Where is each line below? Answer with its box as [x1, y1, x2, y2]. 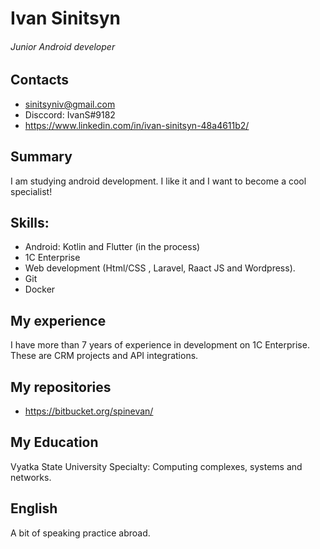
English [10, 500, 58, 517]
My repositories [10, 378, 112, 396]
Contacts [10, 72, 70, 89]
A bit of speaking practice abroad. [10, 527, 151, 539]
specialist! [10, 185, 53, 197]
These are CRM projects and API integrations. [10, 350, 199, 362]
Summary [10, 148, 73, 166]
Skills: [10, 215, 50, 232]
